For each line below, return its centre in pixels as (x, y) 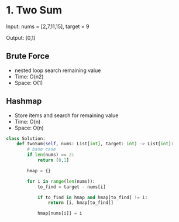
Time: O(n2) (29, 76)
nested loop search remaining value (58, 70)
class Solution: (26, 138)
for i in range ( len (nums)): (61, 181)
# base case (42, 149)
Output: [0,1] (21, 37)
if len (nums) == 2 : (51, 155)
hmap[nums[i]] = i (60, 214)
